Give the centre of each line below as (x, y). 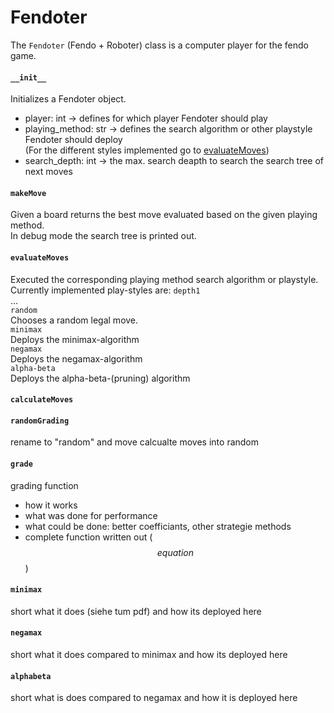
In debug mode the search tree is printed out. (103, 236)
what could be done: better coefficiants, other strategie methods (158, 526)
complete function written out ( (88, 537)
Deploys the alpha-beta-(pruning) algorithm (100, 378)
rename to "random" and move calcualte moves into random (135, 442)
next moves (48, 172)
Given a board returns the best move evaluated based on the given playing (164, 215)
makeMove (28, 193)
